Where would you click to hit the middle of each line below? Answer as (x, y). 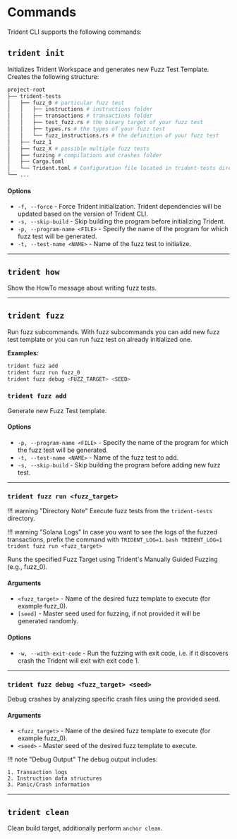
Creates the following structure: (53, 76)
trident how (34, 272)
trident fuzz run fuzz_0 (44, 372)
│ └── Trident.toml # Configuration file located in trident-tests (112, 169)
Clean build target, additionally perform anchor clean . (85, 828)
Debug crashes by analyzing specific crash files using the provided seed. (114, 699)
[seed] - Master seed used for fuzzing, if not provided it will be (109, 613)
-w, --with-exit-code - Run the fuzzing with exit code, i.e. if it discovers (123, 653)
